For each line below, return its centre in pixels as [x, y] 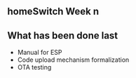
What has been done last [63, 35]
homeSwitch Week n [53, 12]
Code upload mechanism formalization [73, 60]
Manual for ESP [40, 53]
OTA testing [34, 67]
